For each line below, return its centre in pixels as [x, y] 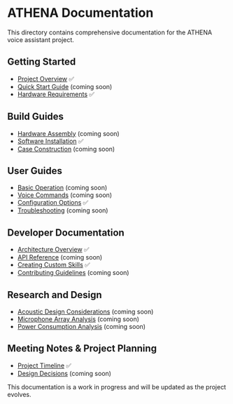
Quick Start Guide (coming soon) [65, 86]
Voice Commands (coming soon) [65, 195]
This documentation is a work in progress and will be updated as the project [116, 386]
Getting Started [42, 62]
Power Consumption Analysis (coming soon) [81, 326]
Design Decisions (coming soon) [64, 373]
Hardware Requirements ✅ [56, 94]
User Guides [35, 171]
